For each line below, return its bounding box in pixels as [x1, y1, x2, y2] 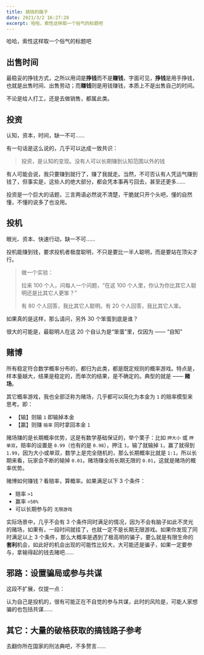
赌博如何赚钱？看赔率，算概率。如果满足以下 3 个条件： [6, 477, 146, 484]
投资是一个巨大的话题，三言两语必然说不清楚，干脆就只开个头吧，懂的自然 [6, 191, 192, 198]
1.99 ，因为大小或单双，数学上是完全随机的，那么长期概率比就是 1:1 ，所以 [6, 449, 192, 456]
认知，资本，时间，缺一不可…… [6, 132, 85, 139]
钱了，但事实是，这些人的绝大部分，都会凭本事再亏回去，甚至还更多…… [6, 178, 186, 185]
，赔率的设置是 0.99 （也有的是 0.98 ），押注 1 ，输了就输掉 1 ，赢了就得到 [15, 441, 195, 448]
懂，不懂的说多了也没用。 [6, 199, 70, 205]
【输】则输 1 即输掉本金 [15, 413, 75, 420]
